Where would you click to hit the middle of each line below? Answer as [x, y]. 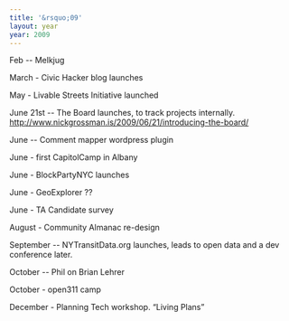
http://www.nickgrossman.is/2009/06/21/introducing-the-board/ [129, 122]
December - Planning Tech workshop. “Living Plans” [107, 307]
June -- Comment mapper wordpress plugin [92, 140]
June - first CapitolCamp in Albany [74, 157]
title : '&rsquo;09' [46, 18]
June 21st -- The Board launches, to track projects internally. [122, 113]
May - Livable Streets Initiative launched [84, 95]
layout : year [34, 26]
